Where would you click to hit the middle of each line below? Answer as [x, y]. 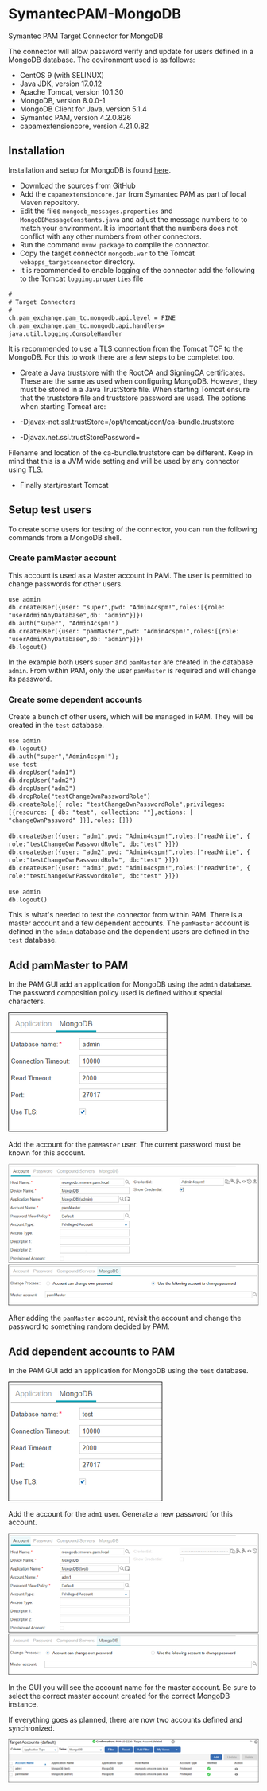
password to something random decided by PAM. [89, 1326]
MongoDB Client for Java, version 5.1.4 [83, 109]
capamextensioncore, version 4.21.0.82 [84, 126]
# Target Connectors [43, 302]
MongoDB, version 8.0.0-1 [62, 100]
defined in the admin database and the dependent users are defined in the [129, 932]
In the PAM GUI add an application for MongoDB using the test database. [128, 1371]
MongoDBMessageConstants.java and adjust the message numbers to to [133, 219]
